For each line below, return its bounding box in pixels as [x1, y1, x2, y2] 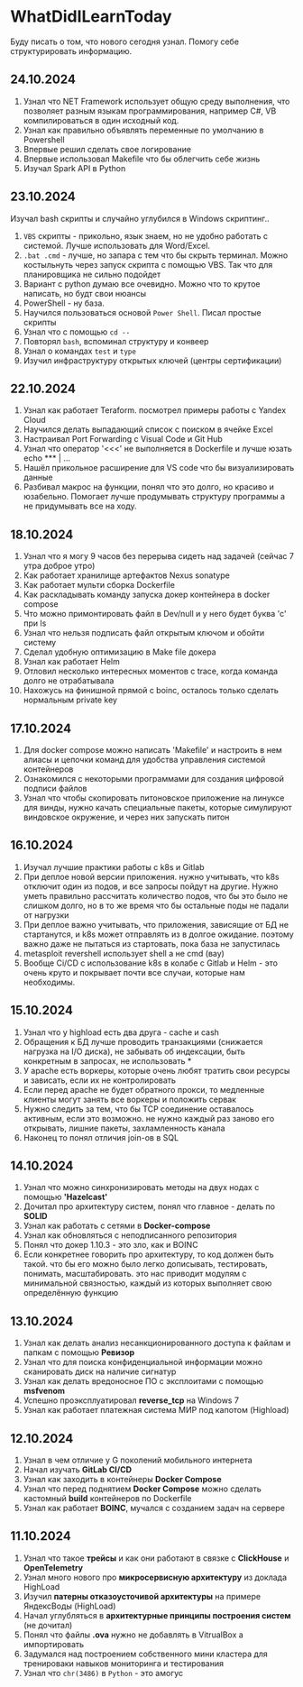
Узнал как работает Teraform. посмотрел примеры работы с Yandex [23, 405, 287, 416]
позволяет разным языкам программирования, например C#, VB [23, 105, 277, 116]
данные [23, 472, 53, 483]
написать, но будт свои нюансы [23, 288, 147, 298]
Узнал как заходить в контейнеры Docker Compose [23, 1474, 222, 1485]
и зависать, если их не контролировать [23, 1075, 177, 1086]
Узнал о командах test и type [23, 345, 136, 356]
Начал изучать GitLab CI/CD [23, 1464, 133, 1475]
